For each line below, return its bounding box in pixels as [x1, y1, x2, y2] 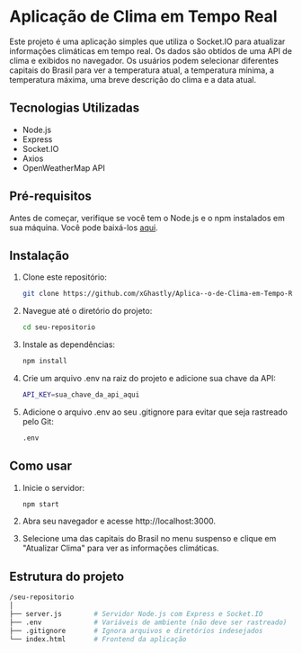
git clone [22, 290, 60, 299]
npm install [22, 357, 67, 366]
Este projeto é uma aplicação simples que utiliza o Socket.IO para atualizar [9, 36, 286, 47]
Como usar [9, 459, 73, 474]
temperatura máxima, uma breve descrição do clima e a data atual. [9, 74, 257, 85]
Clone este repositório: [22, 272, 108, 282]
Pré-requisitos [9, 189, 93, 204]
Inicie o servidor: [22, 482, 85, 493]
